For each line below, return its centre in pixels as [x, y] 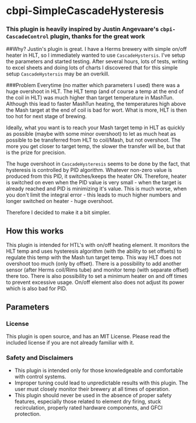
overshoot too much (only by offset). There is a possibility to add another [94, 264]
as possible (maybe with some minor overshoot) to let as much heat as [91, 134]
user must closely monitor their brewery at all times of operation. [92, 389]
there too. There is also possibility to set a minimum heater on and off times [97, 276]
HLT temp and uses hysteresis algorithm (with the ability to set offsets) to [94, 251]
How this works [35, 231]
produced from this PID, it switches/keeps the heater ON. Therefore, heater [96, 176]
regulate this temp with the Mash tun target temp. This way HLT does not [94, 257]
